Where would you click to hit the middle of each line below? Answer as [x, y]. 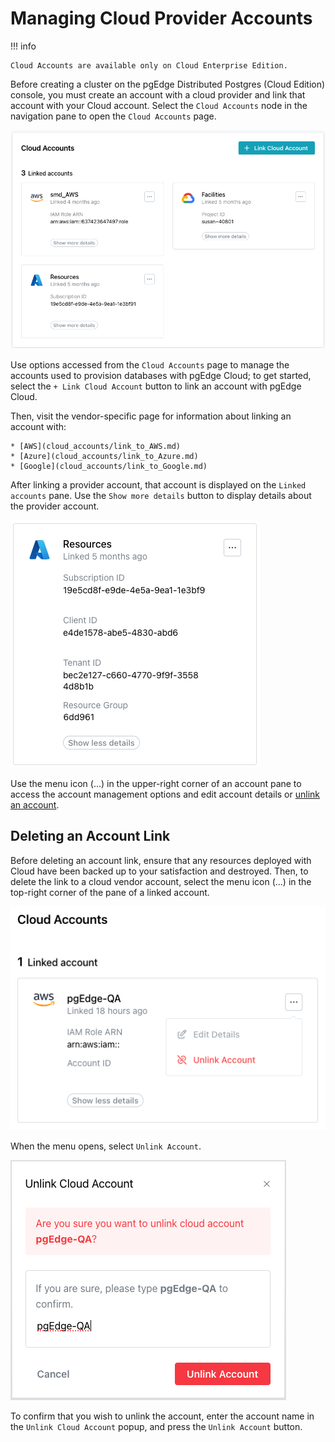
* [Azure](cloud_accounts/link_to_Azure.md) [104, 456]
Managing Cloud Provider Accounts [161, 18]
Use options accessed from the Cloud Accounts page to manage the [150, 364]
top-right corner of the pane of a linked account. [110, 892]
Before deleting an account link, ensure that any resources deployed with [161, 860]
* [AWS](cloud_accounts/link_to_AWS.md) [96, 446]
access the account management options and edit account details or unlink [165, 794]
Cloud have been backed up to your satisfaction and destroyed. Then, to [159, 871]
